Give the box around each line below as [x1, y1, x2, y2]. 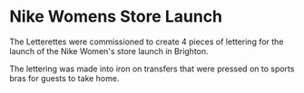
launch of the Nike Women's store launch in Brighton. [9, 45, 209, 56]
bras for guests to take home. [9, 72, 120, 83]
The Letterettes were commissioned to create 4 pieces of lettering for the [9, 36, 284, 47]
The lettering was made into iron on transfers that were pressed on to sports [9, 63, 295, 74]
